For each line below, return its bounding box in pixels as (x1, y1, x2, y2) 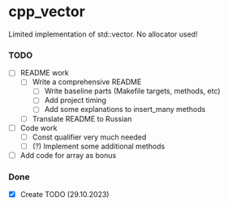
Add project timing (44, 96, 107, 105)
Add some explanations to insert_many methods (44, 105, 206, 114)
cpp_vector (8, 2, 85, 21)
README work (19, 68, 69, 78)
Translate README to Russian (32, 114, 132, 123)
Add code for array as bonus (19, 150, 117, 160)
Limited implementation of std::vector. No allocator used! (8, 29, 198, 39)
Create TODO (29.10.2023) (19, 190, 110, 200)
